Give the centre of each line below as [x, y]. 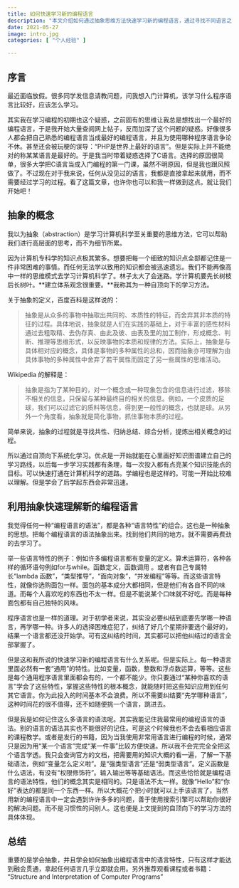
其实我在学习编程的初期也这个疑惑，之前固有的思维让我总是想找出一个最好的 [119, 120]
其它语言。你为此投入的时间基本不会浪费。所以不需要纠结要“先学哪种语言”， [119, 695]
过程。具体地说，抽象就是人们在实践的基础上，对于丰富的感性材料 [134, 324]
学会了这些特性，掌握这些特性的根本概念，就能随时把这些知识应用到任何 [123, 686]
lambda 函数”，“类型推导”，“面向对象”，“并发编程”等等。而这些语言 [116, 576]
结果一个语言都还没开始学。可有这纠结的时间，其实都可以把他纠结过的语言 [116, 635]
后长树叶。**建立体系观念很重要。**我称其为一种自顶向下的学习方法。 [110, 285]
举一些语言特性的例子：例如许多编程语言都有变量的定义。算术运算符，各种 [116, 558]
